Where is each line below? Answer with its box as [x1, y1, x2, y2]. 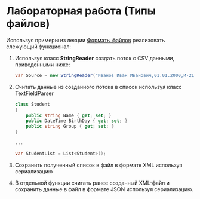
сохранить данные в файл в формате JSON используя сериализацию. [14, 185, 194, 192]
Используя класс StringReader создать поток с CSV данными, [14, 54, 175, 62]
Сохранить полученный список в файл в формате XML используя [14, 161, 183, 169]
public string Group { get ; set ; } [26, 124, 115, 130]
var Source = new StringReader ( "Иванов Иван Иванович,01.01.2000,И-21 [14, 72, 195, 78]
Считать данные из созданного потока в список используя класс [14, 83, 182, 90]
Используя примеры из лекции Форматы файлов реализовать [6, 36, 165, 44]
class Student [14, 101, 50, 107]
